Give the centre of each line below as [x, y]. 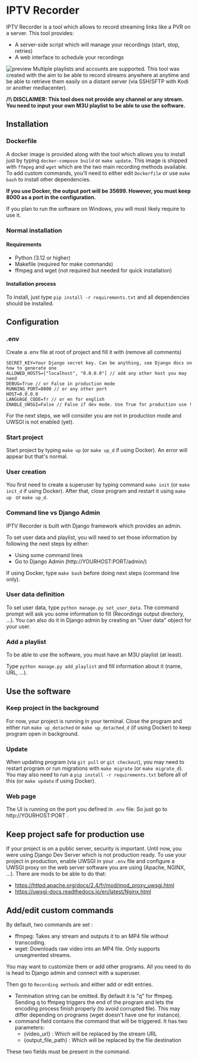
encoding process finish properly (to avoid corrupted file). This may [98, 1009]
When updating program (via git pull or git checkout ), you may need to [95, 762]
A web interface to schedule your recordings [69, 57]
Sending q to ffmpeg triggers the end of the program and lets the [94, 1002]
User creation [26, 472]
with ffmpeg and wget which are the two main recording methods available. [97, 166]
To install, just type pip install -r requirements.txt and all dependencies [98, 297]
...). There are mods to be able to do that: [56, 874]
